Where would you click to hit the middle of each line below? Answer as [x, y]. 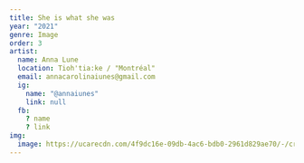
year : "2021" [34, 26]
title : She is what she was [62, 18]
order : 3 [26, 43]
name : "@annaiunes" [62, 93]
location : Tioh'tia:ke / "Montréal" [86, 69]
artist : [24, 52]
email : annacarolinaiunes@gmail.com [86, 77]
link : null [46, 102]
